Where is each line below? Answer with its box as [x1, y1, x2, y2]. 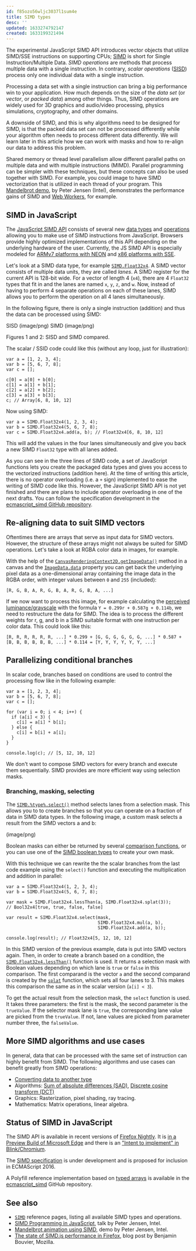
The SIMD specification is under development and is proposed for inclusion [6, 1157, 188, 1164]
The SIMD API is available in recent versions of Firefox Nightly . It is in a [6, 1133, 177, 1140]
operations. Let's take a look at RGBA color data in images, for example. [6, 546, 180, 553]
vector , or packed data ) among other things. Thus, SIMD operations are [6, 95, 179, 103]
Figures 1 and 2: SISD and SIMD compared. [6, 333, 110, 341]
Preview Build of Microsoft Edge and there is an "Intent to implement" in [6, 1139, 180, 1146]
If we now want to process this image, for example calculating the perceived [6, 597, 190, 605]
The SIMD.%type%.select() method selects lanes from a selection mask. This [6, 801, 190, 808]
